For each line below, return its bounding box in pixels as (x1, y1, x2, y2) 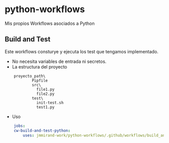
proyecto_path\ (14, 74, 46, 79)
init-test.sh (36, 100, 64, 105)
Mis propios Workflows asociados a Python (5, 20, 95, 26)
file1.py (36, 87, 55, 92)
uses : (23, 133, 35, 138)
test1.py (36, 104, 55, 110)
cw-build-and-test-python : (14, 128, 71, 133)
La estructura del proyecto (12, 63, 68, 69)
